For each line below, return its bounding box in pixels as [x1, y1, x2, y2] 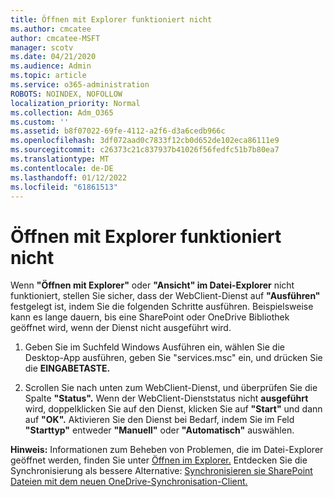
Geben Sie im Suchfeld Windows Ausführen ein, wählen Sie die [24, 341, 285, 353]
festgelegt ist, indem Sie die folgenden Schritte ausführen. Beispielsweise [10, 301, 314, 313]
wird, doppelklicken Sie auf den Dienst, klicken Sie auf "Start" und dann [24, 403, 323, 415]
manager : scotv [10, 42, 74, 53]
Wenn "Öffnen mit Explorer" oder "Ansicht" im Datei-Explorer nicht [10, 279, 295, 291]
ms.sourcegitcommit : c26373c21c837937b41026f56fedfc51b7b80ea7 [10, 145, 280, 155]
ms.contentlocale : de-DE [10, 163, 114, 173]
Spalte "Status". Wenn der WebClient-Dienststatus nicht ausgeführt [24, 392, 309, 405]
